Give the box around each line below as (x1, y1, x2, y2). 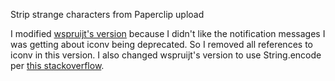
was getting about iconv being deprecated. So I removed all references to (10, 39, 313, 50)
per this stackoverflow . (10, 60, 105, 71)
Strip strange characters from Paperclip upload (10, 9, 205, 20)
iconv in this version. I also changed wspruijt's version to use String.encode (10, 49, 322, 61)
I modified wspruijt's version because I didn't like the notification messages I (10, 28, 326, 39)
